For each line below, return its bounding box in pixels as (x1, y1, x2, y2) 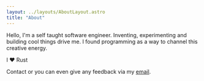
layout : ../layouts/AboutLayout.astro (6, 9, 105, 15)
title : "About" (6, 15, 45, 21)
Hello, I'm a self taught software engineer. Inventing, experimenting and (6, 31, 187, 38)
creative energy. (6, 44, 48, 52)
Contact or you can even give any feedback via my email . (6, 68, 151, 75)
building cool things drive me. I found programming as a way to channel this (6, 38, 198, 45)
